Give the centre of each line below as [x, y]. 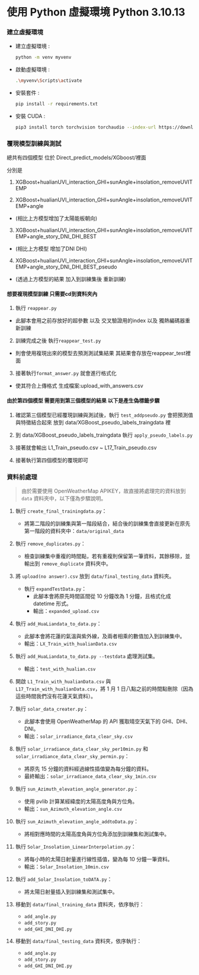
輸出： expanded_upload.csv [66, 610]
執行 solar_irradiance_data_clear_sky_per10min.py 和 [82, 749]
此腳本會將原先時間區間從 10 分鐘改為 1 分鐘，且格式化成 [102, 596]
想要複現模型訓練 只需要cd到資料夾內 [52, 293]
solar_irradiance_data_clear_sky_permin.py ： [72, 756]
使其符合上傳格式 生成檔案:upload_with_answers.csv [79, 386]
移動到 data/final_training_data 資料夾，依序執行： [80, 904]
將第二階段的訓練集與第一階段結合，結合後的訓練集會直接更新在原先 [107, 523]
